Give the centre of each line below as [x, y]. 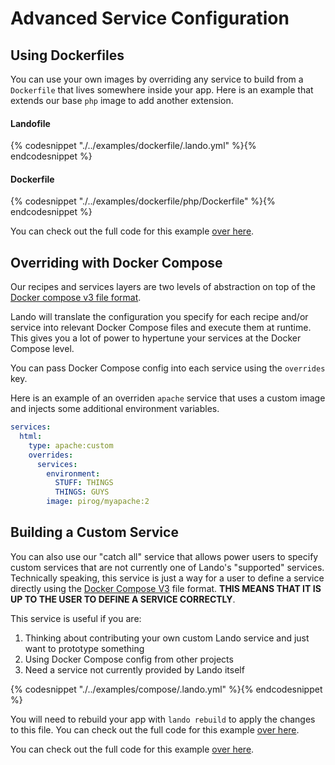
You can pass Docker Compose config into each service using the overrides [168, 368]
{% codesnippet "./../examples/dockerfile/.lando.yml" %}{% [133, 146]
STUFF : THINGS [84, 483]
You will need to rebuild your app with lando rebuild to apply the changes [163, 719]
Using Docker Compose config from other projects [129, 659]
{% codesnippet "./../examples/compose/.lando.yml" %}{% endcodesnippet [166, 689]
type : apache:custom [71, 445]
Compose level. [42, 349]
